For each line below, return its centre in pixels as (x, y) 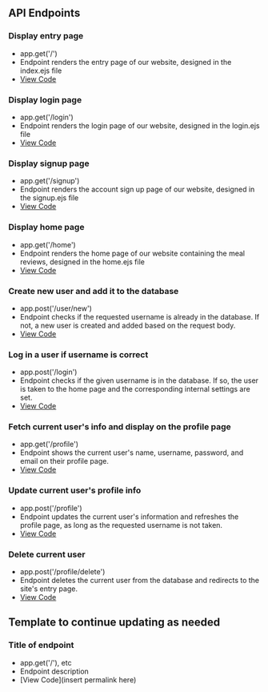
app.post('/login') (48, 372)
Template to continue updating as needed (114, 623)
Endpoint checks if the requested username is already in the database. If (140, 316)
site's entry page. (49, 589)
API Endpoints (44, 13)
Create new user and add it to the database (94, 291)
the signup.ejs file (49, 198)
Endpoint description (54, 671)
